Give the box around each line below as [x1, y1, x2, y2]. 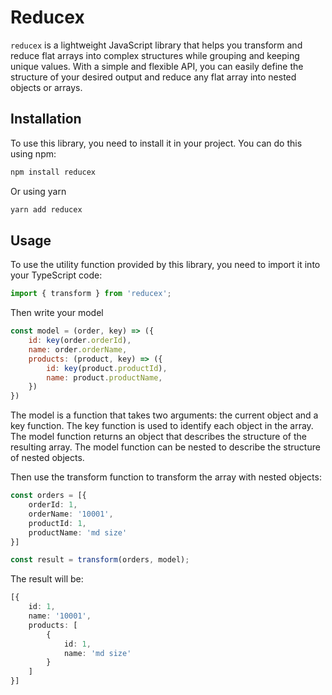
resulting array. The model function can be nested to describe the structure [10, 441, 321, 453]
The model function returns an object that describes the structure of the [10, 431, 307, 443]
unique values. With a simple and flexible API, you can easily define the [10, 60, 304, 72]
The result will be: [10, 573, 84, 585]
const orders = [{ [10, 491, 87, 501]
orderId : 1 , [28, 500, 78, 510]
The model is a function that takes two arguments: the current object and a [10, 409, 319, 421]
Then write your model [10, 307, 104, 319]
